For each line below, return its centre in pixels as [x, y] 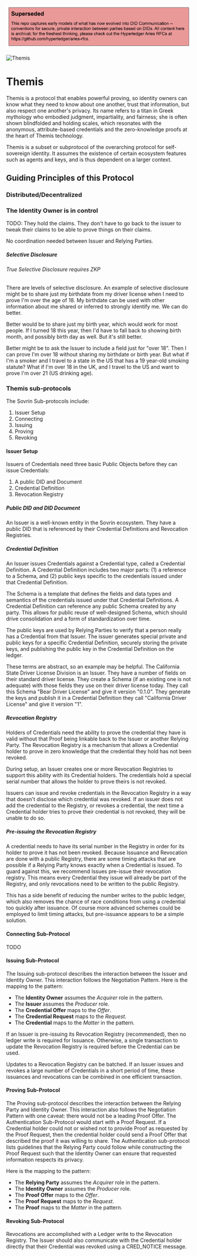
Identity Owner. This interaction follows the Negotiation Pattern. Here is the [97, 980]
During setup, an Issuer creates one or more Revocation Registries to [90, 769]
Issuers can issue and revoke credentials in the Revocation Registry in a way [98, 793]
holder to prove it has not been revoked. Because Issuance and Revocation [97, 852]
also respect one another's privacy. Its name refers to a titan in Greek [90, 110]
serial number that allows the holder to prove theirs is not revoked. [86, 782]
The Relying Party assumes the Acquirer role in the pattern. [87, 1182]
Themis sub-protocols [39, 388]
